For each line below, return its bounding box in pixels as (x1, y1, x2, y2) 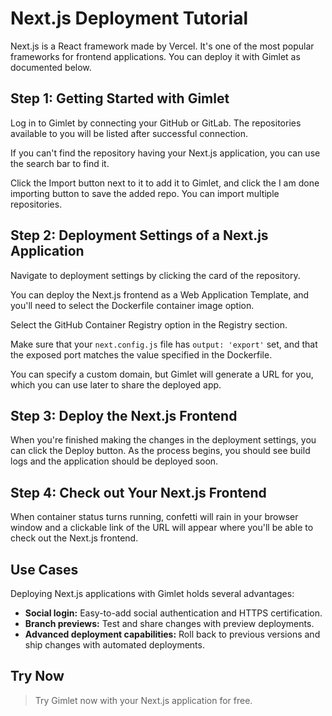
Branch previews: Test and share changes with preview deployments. (24, 618, 315, 629)
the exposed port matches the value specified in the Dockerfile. (10, 348, 273, 361)
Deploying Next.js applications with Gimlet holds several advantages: (10, 588, 295, 599)
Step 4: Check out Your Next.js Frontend (10, 484, 267, 501)
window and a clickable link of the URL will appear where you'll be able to (10, 522, 314, 534)
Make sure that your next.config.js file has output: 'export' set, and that (10, 338, 318, 350)
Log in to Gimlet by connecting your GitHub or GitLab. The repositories (10, 117, 302, 129)
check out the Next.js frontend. (10, 532, 139, 544)
